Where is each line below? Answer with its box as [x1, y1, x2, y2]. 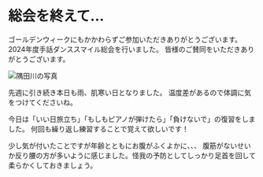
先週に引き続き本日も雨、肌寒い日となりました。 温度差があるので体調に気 [8, 87, 252, 97]
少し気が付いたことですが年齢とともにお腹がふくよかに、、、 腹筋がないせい [8, 141, 252, 150]
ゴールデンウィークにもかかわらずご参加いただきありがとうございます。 [8, 35, 243, 44]
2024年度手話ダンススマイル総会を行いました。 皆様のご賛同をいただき [8, 44, 241, 53]
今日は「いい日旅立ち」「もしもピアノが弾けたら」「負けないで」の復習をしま [8, 114, 256, 124]
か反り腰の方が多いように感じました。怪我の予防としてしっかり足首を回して [8, 150, 256, 160]
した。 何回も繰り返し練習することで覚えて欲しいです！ [8, 124, 189, 134]
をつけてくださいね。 [8, 98, 77, 107]
